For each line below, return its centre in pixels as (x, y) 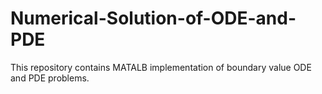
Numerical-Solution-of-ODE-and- (153, 18)
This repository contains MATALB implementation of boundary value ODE (161, 67)
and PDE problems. (50, 78)
